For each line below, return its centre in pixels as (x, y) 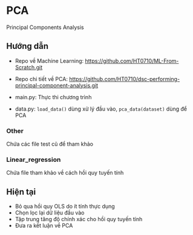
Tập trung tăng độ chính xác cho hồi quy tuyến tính (79, 219)
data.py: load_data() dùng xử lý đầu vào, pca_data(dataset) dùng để (101, 109)
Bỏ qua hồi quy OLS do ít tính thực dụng (65, 207)
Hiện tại (21, 192)
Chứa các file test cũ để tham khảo (50, 144)
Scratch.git (29, 67)
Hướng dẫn (28, 46)
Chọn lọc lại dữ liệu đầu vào (50, 213)
